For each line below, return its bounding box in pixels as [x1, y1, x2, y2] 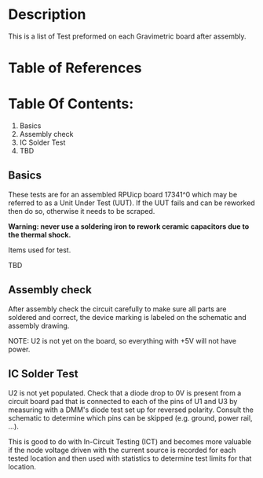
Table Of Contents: [8, 95, 134, 113]
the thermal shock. [8, 230, 71, 239]
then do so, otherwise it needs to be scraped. [8, 206, 155, 215]
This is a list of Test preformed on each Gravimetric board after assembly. [8, 31, 247, 41]
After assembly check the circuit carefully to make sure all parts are [8, 304, 227, 314]
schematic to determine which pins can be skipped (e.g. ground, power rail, [8, 413, 253, 422]
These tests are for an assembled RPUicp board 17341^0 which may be [8, 189, 238, 199]
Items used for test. [8, 245, 71, 255]
